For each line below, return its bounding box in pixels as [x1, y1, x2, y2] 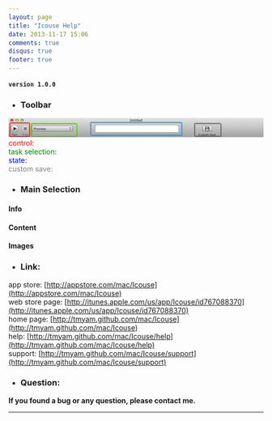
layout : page [8, 13, 53, 21]
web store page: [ [8, 296, 67, 307]
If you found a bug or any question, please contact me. [8, 395, 196, 405]
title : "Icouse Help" [8, 21, 82, 30]
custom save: [8, 164, 53, 173]
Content [8, 223, 36, 232]
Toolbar [19, 99, 52, 110]
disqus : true [8, 47, 53, 56]
